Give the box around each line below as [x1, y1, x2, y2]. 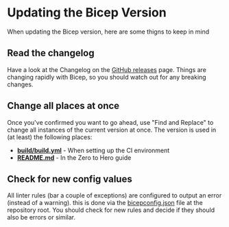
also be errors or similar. [7, 213, 76, 222]
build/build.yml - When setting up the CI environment [16, 146, 170, 154]
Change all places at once [7, 100, 120, 112]
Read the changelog [7, 47, 95, 59]
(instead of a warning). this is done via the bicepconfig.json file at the [7, 199, 204, 207]
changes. [7, 80, 34, 88]
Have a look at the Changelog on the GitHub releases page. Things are [7, 65, 207, 73]
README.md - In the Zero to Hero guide [16, 153, 132, 162]
